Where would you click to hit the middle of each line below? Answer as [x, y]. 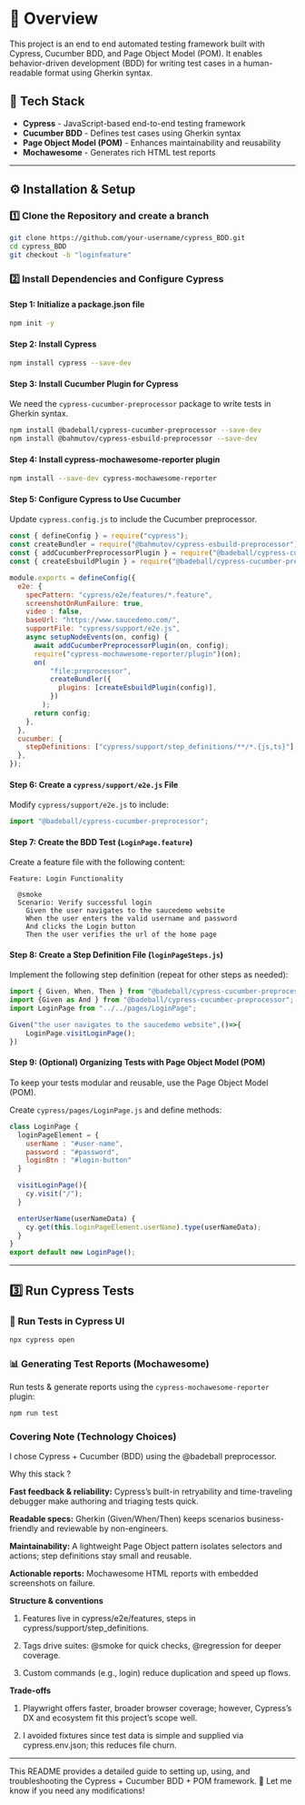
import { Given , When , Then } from [77, 992]
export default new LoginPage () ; [73, 1253]
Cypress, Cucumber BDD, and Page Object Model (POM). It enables [136, 53]
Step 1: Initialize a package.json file [77, 304]
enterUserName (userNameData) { [77, 1218]
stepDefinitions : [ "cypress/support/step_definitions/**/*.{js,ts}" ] [160, 747]
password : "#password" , [73, 1152]
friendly [24, 1528]
